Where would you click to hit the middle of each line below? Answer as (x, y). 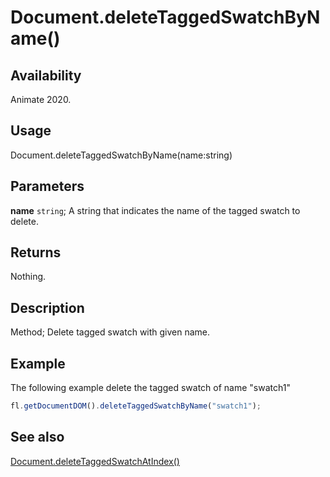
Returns (36, 252)
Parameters (47, 186)
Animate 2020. (41, 99)
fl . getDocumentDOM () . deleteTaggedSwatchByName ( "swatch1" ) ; (136, 406)
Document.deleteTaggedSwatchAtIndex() (95, 461)
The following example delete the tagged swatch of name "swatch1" (150, 388)
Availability (46, 75)
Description (47, 307)
